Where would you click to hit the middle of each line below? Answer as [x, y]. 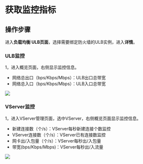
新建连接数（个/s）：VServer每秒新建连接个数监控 [61, 128]
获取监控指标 [31, 10]
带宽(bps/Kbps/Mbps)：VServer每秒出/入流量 [58, 147]
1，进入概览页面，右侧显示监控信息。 [42, 67]
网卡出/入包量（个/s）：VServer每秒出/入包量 [56, 141]
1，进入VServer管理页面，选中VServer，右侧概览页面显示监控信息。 [73, 118]
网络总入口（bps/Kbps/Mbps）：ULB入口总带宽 [59, 84]
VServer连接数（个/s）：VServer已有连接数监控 [59, 135]
